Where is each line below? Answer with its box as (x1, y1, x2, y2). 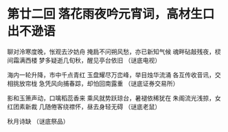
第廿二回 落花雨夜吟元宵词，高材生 (7, 6, 203, 22)
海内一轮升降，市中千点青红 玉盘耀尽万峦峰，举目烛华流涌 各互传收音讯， (7, 70, 215, 79)
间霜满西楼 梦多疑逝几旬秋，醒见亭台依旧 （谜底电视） (7, 56, 161, 64)
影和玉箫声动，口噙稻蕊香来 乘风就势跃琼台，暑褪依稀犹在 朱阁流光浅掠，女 (7, 93, 221, 102)
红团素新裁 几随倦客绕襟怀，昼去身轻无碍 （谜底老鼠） (7, 102, 161, 111)
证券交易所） (142, 79, 179, 87)
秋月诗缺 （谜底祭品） (7, 117, 69, 125)
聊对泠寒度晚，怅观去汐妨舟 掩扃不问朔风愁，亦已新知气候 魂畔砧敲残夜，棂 (7, 47, 221, 56)
